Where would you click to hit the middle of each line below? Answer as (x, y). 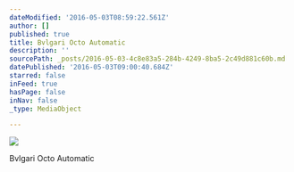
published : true (39, 34)
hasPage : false (38, 92)
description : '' (39, 51)
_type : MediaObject (46, 109)
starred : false (38, 76)
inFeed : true (34, 84)
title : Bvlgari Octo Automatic (67, 42)
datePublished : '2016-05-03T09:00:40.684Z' (92, 68)
